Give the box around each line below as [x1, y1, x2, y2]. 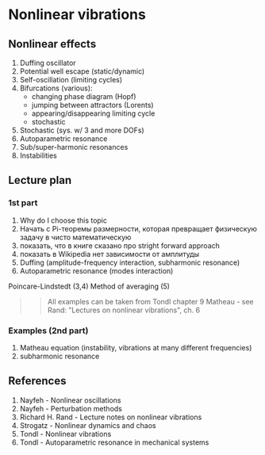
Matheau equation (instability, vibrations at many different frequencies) [19, 342, 252, 352]
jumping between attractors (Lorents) [31, 101, 154, 109]
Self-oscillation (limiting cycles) [19, 75, 123, 84]
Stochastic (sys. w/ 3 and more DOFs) [19, 125, 144, 135]
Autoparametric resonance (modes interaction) [19, 266, 174, 275]
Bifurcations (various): [19, 83, 93, 93]
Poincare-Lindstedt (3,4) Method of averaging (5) [8, 281, 171, 291]
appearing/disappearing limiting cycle [31, 109, 156, 118]
